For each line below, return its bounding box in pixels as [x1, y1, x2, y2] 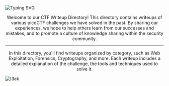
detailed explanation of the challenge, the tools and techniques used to [11, 60, 158, 66]
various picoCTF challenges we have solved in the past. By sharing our [11, 20, 158, 25]
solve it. [76, 66, 93, 72]
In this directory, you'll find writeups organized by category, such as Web [9, 50, 160, 56]
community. [72, 35, 97, 41]
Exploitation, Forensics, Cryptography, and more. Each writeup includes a [8, 55, 161, 61]
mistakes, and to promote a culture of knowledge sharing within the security [6, 30, 163, 36]
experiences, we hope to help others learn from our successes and [15, 25, 154, 31]
